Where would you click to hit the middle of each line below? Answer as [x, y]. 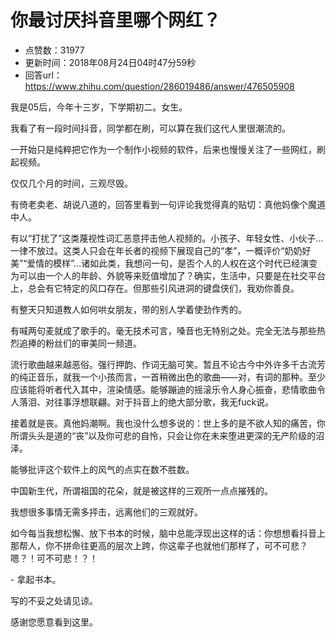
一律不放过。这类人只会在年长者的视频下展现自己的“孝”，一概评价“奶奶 [156, 250]
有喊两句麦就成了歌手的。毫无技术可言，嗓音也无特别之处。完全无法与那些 [163, 330]
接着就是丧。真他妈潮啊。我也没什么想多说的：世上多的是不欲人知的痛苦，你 [168, 423]
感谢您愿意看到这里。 [54, 622]
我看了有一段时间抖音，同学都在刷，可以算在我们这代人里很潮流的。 [150, 128]
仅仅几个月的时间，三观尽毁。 [71, 183]
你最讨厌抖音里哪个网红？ [116, 20]
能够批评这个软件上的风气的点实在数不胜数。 [102, 469]
